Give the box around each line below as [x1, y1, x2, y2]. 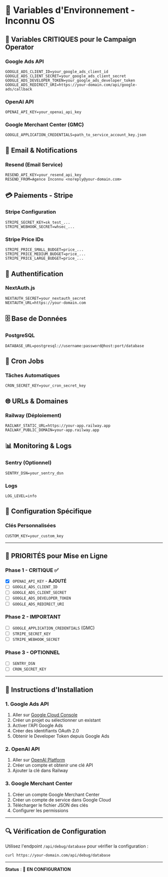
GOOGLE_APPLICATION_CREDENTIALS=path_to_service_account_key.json [5, 133, 146, 138]
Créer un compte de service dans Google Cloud [12, 796, 111, 802]
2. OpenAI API [5, 745, 40, 752]
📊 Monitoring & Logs [5, 442, 72, 450]
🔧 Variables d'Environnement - [5, 5, 135, 16]
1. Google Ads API [5, 700, 49, 707]
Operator [5, 43, 34, 52]
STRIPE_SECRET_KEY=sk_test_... [5, 220, 70, 225]
